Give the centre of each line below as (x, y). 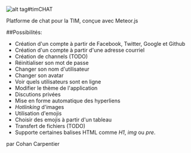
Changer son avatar (39, 75)
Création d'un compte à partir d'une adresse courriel (80, 50)
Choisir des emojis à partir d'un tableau (63, 120)
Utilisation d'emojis (38, 113)
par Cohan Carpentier (33, 144)
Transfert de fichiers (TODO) (50, 126)
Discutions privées (38, 94)
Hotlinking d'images (39, 107)
